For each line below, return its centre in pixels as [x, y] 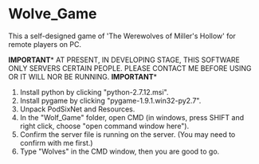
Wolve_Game [53, 14]
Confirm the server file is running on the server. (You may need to [128, 134]
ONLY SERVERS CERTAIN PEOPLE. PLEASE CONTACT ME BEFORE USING [130, 68]
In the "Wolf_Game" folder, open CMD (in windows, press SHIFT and [132, 117]
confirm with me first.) [56, 143]
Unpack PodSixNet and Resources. [77, 109]
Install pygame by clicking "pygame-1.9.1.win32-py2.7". [110, 100]
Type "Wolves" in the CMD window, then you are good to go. [120, 151]
